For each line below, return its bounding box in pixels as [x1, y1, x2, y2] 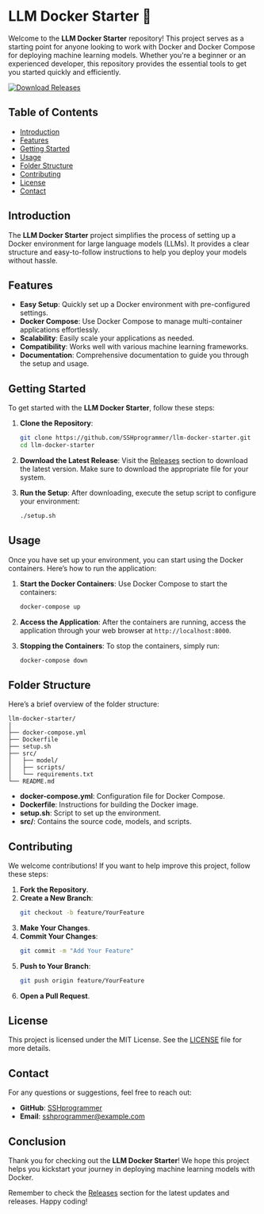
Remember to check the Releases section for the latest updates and [8, 1189, 230, 1198]
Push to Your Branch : [19, 961, 91, 971]
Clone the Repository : [19, 418, 94, 428]
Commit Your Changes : [19, 931, 98, 941]
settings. [19, 308, 49, 317]
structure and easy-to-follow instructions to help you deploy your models [8, 247, 247, 257]
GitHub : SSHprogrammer [19, 1103, 103, 1113]
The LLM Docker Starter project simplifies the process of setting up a [8, 230, 236, 239]
